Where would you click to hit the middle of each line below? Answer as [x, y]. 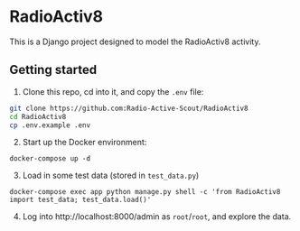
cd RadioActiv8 [38, 116]
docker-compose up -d [50, 159]
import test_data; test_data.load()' [80, 200]
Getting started [53, 70]
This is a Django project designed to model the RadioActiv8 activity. [135, 42]
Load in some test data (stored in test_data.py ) [111, 176]
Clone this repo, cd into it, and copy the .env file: [113, 91]
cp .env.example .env [50, 125]
